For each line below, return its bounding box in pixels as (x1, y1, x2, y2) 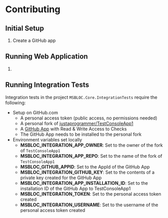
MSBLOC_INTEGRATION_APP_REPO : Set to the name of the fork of (20, 153, 162, 159)
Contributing (5, 4, 61, 15)
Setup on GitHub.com (12, 109, 59, 115)
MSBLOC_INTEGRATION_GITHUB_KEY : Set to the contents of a (20, 169, 155, 175)
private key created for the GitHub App (20, 175, 102, 181)
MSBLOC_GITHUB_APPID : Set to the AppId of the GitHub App (20, 163, 150, 169)
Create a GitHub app (12, 37, 56, 43)
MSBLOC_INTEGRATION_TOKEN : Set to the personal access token (20, 190, 161, 197)
